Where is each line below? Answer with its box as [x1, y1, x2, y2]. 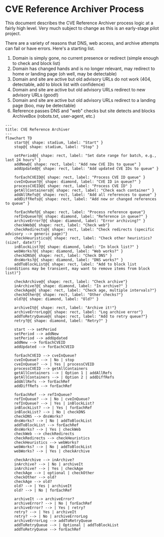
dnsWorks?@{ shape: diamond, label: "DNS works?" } [14, 257, 123, 262]
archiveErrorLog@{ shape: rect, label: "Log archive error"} [14, 309, 143, 314]
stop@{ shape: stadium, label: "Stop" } [14, 144, 99, 150]
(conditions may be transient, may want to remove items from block [5, 266, 150, 271]
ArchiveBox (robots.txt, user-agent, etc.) [12, 113, 95, 119]
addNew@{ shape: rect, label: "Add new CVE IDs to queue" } [14, 161, 141, 167]
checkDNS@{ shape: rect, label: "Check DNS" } [14, 253, 112, 258]
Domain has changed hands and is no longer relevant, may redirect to [12, 66, 155, 72]
